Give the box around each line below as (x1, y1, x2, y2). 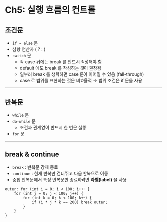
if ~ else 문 (12, 40, 38, 46)
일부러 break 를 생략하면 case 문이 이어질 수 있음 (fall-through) (19, 71, 144, 77)
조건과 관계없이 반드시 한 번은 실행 (19, 124, 86, 130)
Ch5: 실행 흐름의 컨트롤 (5, 4, 96, 16)
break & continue (5, 150, 59, 159)
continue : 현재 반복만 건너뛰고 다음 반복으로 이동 (12, 170, 108, 176)
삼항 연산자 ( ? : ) (12, 46, 46, 52)
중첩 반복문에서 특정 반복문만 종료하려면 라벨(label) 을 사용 (12, 176, 127, 182)
